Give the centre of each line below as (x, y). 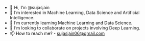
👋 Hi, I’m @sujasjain (30, 7)
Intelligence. (22, 18)
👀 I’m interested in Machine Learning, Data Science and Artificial (74, 13)
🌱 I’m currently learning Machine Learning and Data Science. (71, 23)
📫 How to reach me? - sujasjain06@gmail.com (57, 33)
